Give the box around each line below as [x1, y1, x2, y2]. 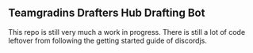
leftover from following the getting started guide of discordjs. [8, 36, 208, 45]
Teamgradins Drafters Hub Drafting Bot [8, 6, 205, 20]
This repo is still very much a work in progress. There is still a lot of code [8, 27, 246, 36]
